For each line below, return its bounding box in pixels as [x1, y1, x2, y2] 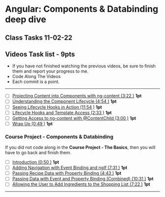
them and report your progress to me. [12, 68, 89, 74]
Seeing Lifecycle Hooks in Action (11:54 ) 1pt [12, 104, 102, 110]
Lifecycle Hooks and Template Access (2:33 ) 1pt [12, 110, 112, 115]
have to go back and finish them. [5, 150, 72, 156]
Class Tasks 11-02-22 [5, 33, 73, 42]
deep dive [5, 14, 47, 25]
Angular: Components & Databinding [5, 3, 159, 15]
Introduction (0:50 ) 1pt [12, 159, 59, 165]
